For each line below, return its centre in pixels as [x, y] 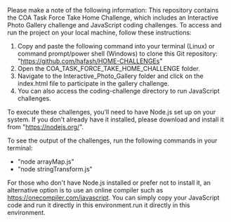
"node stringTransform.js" [55, 169]
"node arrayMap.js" [46, 162]
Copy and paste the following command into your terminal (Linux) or [116, 46]
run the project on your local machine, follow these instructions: [99, 32]
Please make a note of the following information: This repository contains [113, 10]
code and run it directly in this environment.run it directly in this [99, 205]
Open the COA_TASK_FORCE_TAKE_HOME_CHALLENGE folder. [108, 68]
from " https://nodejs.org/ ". [46, 127]
